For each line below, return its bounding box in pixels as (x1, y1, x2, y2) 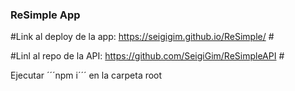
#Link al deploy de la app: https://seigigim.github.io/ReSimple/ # (10, 31, 275, 43)
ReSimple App (10, 8, 81, 22)
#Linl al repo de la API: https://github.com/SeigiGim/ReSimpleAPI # (10, 50, 285, 62)
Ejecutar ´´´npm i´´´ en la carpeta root (10, 69, 163, 82)
